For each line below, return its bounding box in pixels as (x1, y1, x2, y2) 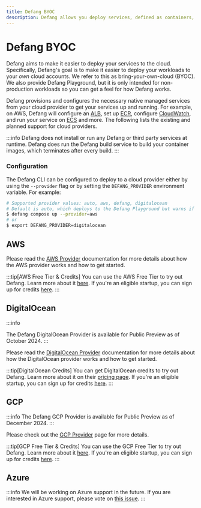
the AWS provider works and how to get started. (6, 261, 125, 268)
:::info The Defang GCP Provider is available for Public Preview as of (6, 413, 175, 420)
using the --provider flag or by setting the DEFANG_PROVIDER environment (6, 182, 185, 189)
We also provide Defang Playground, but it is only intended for (6, 79, 160, 86)
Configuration (6, 162, 48, 171)
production (6, 85, 34, 93)
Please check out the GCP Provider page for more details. (6, 431, 149, 438)
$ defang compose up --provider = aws (6, 211, 98, 217)
